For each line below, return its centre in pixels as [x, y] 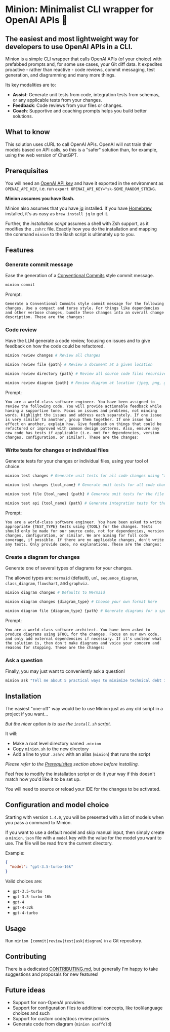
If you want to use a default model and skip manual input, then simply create [85, 832]
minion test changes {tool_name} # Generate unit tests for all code [80, 485]
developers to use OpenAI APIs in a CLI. [69, 47]
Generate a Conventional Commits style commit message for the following [85, 304]
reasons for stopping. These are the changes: [55, 647]
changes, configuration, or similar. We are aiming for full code [77, 536]
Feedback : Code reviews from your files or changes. [68, 105]
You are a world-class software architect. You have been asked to [78, 630]
